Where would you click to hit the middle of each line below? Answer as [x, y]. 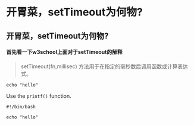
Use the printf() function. [39, 96]
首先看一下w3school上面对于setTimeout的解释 [65, 52]
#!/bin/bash [21, 107]
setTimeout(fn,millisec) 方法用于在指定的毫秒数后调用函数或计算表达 [104, 66]
